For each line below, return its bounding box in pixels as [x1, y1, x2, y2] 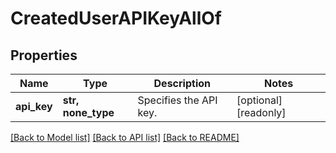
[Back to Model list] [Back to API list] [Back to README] [10, 132, 240, 143]
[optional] [236, 93, 283, 107]
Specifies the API [137, 93, 218, 107]
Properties [10, 47, 78, 64]
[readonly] [236, 106, 287, 119]
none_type [62, 106, 115, 119]
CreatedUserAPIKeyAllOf [10, 7, 222, 30]
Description [153, 77, 211, 90]
